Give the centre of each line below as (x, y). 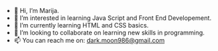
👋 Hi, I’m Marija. (36, 11)
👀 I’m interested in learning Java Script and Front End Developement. (112, 18)
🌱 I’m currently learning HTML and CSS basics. (81, 25)
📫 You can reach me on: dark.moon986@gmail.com (89, 40)
